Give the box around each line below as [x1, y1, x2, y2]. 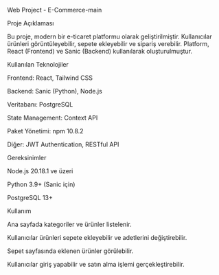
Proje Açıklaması [7, 19, 54, 27]
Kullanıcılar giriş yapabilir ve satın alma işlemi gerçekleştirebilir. [7, 261, 185, 268]
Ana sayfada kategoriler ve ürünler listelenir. [7, 220, 132, 228]
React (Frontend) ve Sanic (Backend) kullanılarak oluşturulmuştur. [7, 47, 193, 55]
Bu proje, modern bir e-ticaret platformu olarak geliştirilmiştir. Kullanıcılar [7, 32, 212, 41]
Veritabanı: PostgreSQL [7, 100, 73, 109]
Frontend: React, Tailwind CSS [7, 74, 93, 82]
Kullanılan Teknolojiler [7, 60, 69, 68]
